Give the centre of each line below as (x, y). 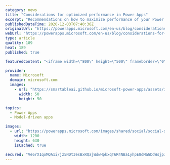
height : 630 (27, 140)
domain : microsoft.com (34, 80)
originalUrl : (19, 29)
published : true (22, 52)
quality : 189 (19, 43)
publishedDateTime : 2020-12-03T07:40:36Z (50, 24)
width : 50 (29, 94)
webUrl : (13, 33)
